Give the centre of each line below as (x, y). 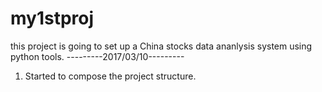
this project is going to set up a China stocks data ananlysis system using (161, 46)
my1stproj (52, 18)
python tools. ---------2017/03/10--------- (97, 56)
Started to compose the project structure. (110, 76)
